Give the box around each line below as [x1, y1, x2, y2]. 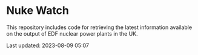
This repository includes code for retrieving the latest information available [6, 24, 193, 31]
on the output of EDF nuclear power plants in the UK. [6, 30, 138, 37]
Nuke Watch [6, 4, 70, 18]
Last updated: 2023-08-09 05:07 [6, 42, 90, 49]
